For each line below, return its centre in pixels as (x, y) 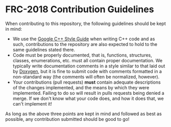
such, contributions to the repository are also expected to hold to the (85, 44)
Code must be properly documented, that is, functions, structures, (82, 55)
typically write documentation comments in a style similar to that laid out (89, 66)
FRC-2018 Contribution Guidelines (80, 9)
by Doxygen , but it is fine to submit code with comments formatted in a (87, 71)
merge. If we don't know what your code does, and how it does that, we (88, 98)
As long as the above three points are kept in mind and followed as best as (83, 114)
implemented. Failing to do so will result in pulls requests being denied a (88, 93)
